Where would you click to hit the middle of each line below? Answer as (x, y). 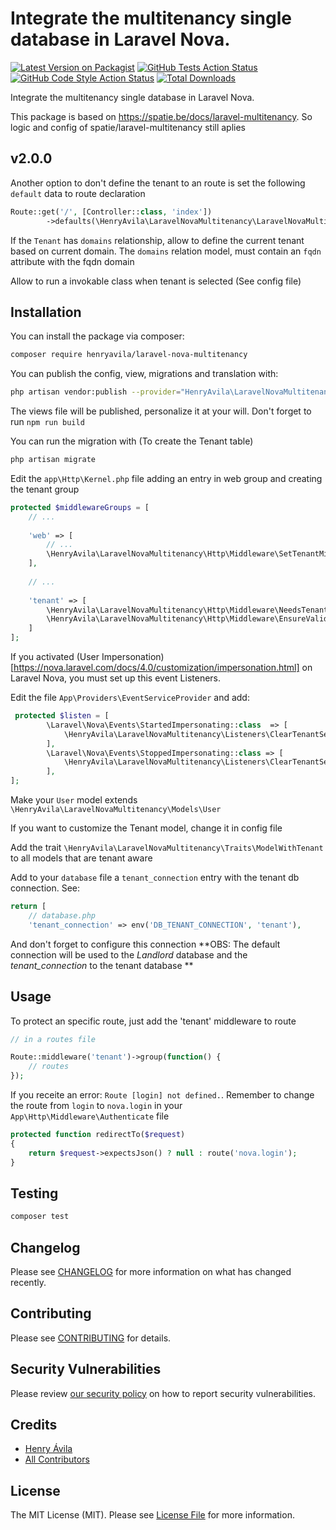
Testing (34, 1193)
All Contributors (57, 1459)
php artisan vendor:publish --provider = (96, 392)
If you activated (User (55, 657)
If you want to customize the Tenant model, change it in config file (146, 828)
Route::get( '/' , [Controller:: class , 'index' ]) (111, 212)
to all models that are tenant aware (81, 858)
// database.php (62, 915)
